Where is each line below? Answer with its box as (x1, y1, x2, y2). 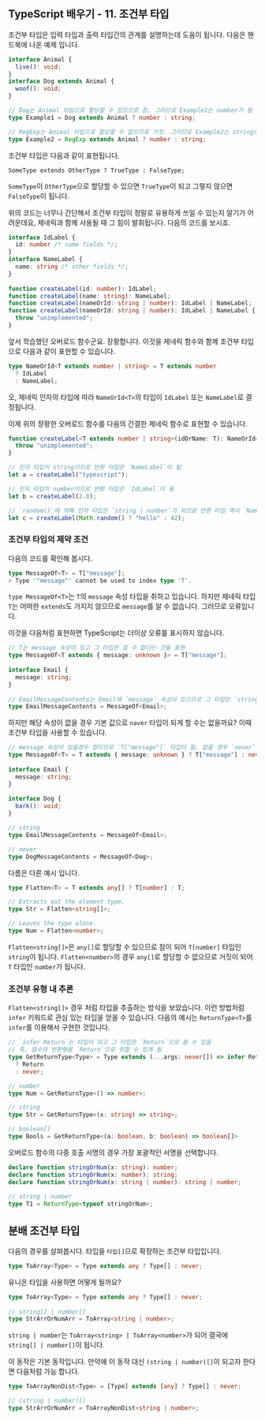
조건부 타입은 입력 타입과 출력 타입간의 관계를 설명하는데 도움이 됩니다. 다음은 (8, 30, 246, 39)
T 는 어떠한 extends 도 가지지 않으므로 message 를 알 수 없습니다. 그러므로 (8, 602, 227, 611)
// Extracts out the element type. (8, 898, 125, 906)
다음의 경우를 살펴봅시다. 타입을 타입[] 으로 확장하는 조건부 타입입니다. (8, 1246, 222, 1256)
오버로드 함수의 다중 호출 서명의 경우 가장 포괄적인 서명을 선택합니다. (8, 1147, 218, 1157)
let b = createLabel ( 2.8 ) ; (8, 492, 97, 500)
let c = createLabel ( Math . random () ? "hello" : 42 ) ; (8, 514, 185, 522)
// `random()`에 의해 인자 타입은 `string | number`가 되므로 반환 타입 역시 (8, 506, 240, 514)
